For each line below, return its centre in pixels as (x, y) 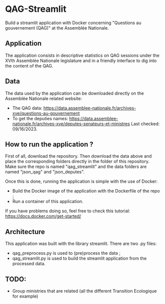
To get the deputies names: (40, 118)
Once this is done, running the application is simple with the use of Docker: (82, 181)
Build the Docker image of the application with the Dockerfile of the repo (86, 191)
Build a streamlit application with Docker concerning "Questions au (73, 23)
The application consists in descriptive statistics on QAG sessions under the (82, 55)
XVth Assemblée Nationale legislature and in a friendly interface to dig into (81, 61)
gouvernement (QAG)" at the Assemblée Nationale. (57, 28)
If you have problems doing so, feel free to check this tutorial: (68, 211)
